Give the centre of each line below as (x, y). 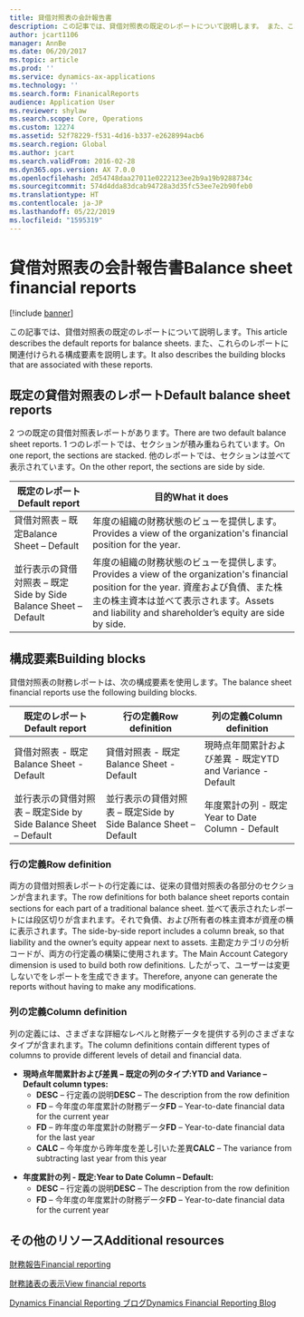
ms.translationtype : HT (54, 195)
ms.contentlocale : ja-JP (56, 204)
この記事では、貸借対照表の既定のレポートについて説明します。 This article (148, 331)
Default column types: (65, 1084)
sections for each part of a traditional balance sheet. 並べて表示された (139, 909)
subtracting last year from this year (101, 1158)
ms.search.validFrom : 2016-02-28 (72, 161)
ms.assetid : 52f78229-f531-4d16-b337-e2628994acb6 (107, 136)
